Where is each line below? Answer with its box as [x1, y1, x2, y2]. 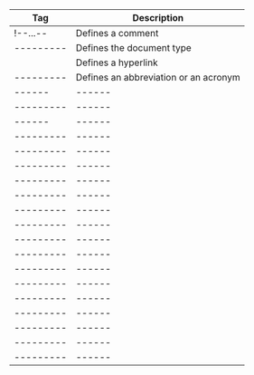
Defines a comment [75, 27, 159, 39]
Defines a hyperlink [75, 56, 158, 69]
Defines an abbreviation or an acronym [75, 72, 241, 83]
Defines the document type [75, 42, 192, 53]
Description [132, 12, 184, 24]
